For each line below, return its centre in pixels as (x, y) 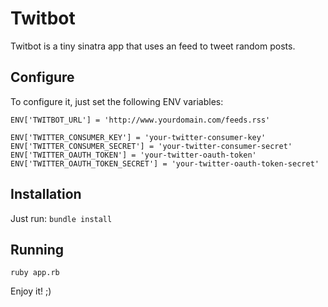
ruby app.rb (35, 273)
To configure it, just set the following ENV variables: (117, 101)
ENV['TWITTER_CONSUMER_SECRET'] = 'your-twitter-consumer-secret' (151, 146)
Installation (46, 194)
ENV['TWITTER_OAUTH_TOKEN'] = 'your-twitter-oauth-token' (133, 155)
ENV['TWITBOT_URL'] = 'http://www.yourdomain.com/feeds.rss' (140, 120)
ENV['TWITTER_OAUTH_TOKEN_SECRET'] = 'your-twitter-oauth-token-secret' (165, 163)
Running (37, 249)
